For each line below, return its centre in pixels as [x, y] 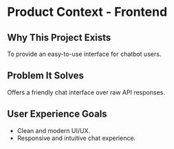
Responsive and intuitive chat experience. [76, 138]
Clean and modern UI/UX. [54, 130]
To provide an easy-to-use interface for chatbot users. [84, 54]
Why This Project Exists [59, 38]
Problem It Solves [45, 76]
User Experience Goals [57, 114]
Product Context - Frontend [87, 12]
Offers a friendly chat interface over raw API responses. [86, 92]
